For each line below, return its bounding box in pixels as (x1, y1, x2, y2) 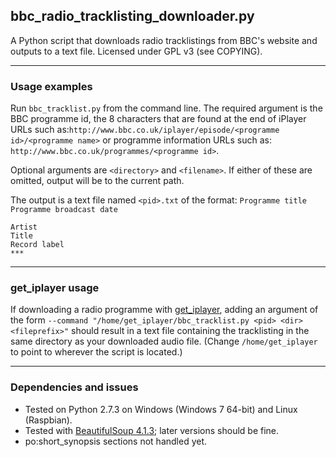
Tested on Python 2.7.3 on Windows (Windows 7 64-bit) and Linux (24, 403, 298, 415)
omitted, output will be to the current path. (10, 175, 185, 187)
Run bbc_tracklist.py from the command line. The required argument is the (10, 102, 323, 114)
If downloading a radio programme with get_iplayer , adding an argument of (10, 304, 319, 316)
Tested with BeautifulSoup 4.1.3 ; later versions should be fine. (24, 424, 280, 436)
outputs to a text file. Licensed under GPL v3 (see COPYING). (10, 45, 263, 57)
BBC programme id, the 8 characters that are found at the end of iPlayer (10, 113, 307, 125)
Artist (10, 222, 38, 233)
